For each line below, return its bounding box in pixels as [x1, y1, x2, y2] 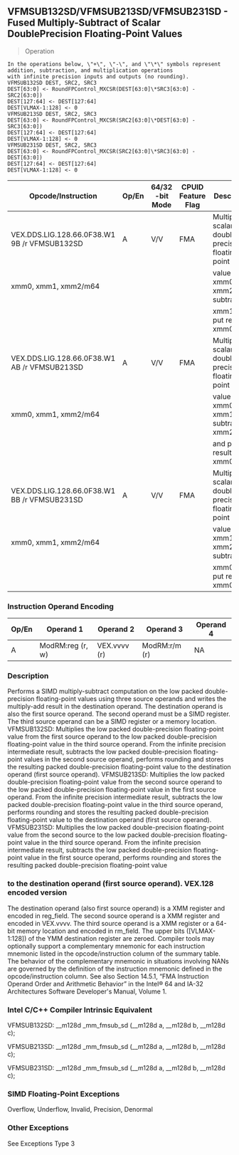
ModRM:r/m [142, 640, 181, 650]
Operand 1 [46, 624, 84, 634]
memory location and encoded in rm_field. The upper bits [16, 927, 185, 935]
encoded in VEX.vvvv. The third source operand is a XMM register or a [7, 919, 215, 927]
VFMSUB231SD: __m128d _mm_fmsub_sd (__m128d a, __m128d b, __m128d [7, 1064, 225, 1072]
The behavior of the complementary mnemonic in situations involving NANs [7, 956, 229, 965]
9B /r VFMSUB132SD [11, 238, 83, 248]
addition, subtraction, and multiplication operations [7, 67, 174, 74]
